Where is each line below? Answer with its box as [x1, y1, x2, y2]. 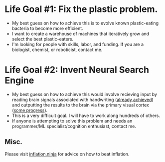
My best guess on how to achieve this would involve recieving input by [11, 91, 158, 97]
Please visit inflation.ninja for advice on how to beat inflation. [4, 151, 130, 157]
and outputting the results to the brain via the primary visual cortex [11, 101, 149, 108]
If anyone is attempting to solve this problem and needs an [11, 117, 133, 123]
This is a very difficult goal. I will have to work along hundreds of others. [11, 112, 161, 118]
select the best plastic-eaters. [11, 36, 74, 42]
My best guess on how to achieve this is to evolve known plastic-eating [11, 20, 159, 26]
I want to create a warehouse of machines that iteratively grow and [11, 30, 150, 36]
